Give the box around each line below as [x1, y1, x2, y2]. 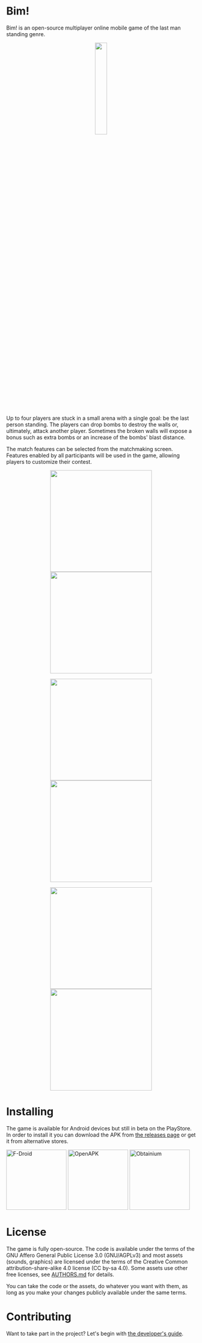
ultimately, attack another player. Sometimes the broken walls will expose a [6, 427, 192, 434]
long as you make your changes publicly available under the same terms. [6, 1289, 187, 1296]
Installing [6, 1105, 54, 1118]
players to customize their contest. [6, 458, 92, 465]
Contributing [6, 1310, 72, 1323]
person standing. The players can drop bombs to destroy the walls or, [6, 420, 179, 428]
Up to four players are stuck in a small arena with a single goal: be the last [6, 414, 189, 422]
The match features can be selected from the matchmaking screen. [6, 445, 173, 452]
